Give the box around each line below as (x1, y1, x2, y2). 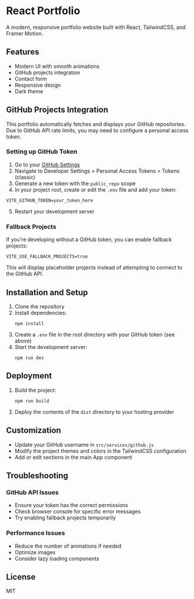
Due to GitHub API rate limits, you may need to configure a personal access (6, 127, 189, 134)
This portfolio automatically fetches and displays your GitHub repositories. (6, 120, 186, 127)
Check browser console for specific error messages (14, 508, 141, 515)
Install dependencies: (14, 309, 67, 316)
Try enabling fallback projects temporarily (14, 514, 116, 521)
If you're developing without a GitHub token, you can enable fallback (6, 236, 172, 243)
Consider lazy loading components (14, 555, 99, 562)
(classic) (14, 173, 36, 180)
